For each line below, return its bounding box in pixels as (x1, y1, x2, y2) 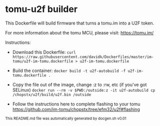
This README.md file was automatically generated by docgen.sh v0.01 (5, 116, 126, 121)
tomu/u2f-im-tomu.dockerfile (12, 58, 73, 63)
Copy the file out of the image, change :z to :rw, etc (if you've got (12, 81, 147, 87)
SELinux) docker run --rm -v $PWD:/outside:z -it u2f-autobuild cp (12, 86, 155, 93)
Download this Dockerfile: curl (12, 49, 76, 55)
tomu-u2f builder (5, 3, 78, 15)
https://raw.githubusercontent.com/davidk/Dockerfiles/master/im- (12, 54, 154, 59)
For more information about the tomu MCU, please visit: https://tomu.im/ (5, 29, 154, 35)
